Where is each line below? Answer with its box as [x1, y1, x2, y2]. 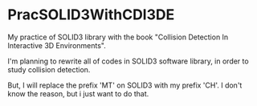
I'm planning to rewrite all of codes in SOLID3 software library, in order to [7, 56, 250, 66]
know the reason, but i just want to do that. [7, 88, 149, 98]
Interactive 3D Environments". [7, 40, 106, 50]
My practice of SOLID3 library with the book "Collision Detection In [7, 32, 229, 42]
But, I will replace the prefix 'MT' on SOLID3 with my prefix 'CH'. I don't [7, 80, 243, 90]
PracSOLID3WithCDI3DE [7, 6, 175, 24]
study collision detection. [7, 64, 91, 74]
